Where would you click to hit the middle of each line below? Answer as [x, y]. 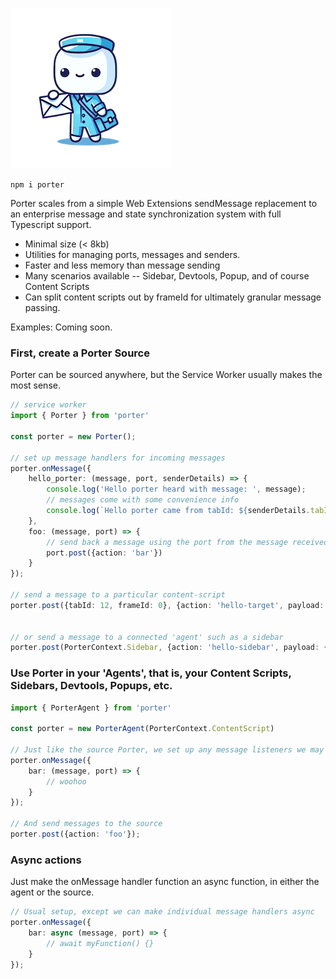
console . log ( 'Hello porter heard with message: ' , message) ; [176, 489]
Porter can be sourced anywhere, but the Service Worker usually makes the [166, 375]
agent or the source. [52, 892]
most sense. [35, 385]
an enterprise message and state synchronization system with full [146, 214]
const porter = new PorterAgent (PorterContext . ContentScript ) [142, 729]
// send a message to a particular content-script [118, 595]
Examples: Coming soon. [61, 327]
